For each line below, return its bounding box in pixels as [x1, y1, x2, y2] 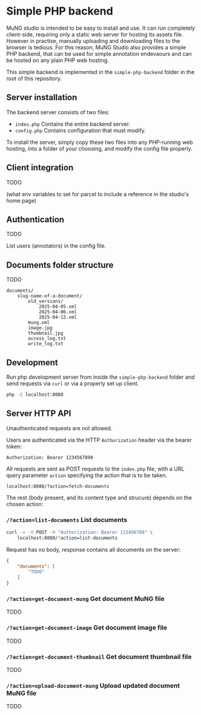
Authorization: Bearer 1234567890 [6, 454, 94, 461]
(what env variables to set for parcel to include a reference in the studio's [6, 190, 189, 198]
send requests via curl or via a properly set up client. [6, 380, 139, 387]
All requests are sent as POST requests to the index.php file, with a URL [6, 465, 185, 472]
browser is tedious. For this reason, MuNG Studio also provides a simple [6, 44, 186, 51]
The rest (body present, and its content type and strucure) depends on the [6, 493, 193, 501]
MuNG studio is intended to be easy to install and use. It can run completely [6, 24, 196, 32]
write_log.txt [28, 341, 64, 347]
